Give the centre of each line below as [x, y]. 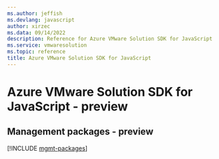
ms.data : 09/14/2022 [37, 33]
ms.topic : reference [37, 52]
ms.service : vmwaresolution [47, 45]
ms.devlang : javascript [41, 20]
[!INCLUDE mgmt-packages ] [47, 148]
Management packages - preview [80, 132]
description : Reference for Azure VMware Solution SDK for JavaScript [110, 39]
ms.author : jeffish [35, 13]
